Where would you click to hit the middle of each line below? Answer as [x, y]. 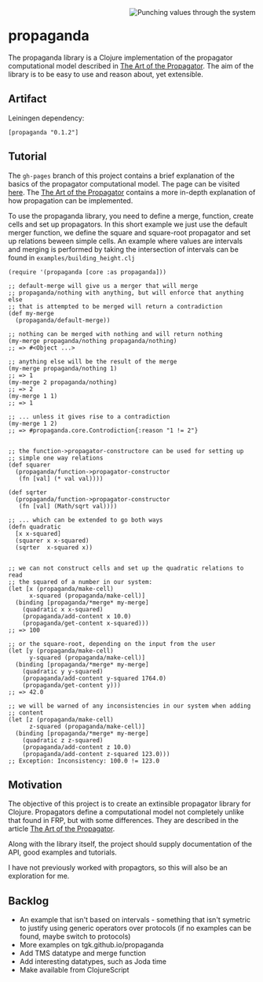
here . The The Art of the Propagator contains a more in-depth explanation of [132, 192]
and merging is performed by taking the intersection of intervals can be [124, 249]
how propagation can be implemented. [71, 201]
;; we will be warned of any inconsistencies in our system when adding [130, 706]
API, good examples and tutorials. [63, 852]
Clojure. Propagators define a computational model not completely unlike [126, 812]
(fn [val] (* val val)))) [61, 478]
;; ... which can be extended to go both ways [86, 520]
